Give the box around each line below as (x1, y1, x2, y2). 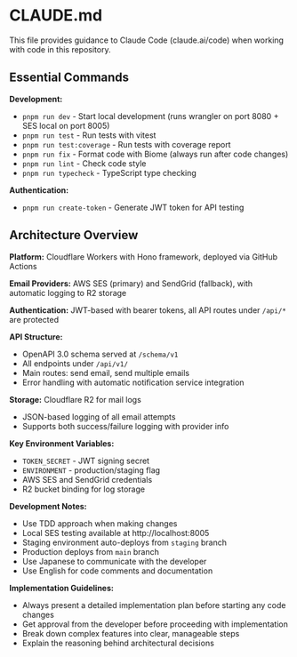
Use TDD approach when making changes (21, 517, 178, 529)
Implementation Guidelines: (9, 582, 114, 593)
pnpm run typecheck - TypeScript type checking (21, 167, 197, 178)
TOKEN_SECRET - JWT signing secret (21, 455, 149, 466)
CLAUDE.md (9, 5, 103, 26)
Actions (9, 260, 37, 271)
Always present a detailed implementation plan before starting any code (21, 599, 286, 610)
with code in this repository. (9, 44, 111, 54)
